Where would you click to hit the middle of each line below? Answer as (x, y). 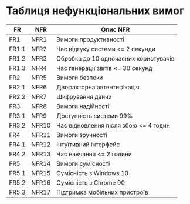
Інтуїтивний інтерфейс (88, 144)
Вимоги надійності (83, 106)
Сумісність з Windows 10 (93, 173)
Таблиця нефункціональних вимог (95, 11)
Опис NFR (116, 29)
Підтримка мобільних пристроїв (102, 192)
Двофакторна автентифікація (98, 87)
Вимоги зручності (82, 135)
